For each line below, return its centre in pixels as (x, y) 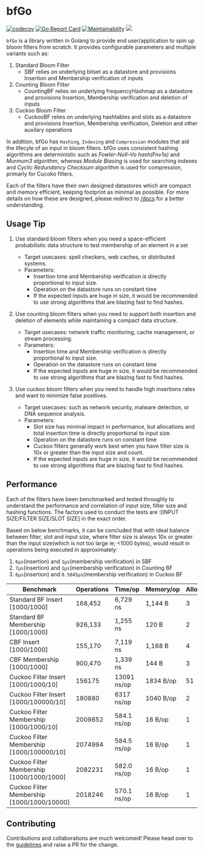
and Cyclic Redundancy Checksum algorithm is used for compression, (94, 167)
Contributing (31, 823)
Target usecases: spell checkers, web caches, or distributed (99, 257)
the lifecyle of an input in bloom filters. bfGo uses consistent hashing (92, 148)
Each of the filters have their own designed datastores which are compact (99, 185)
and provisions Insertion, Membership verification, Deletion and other (111, 123)
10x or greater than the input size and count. (89, 452)
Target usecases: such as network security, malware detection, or (107, 407)
